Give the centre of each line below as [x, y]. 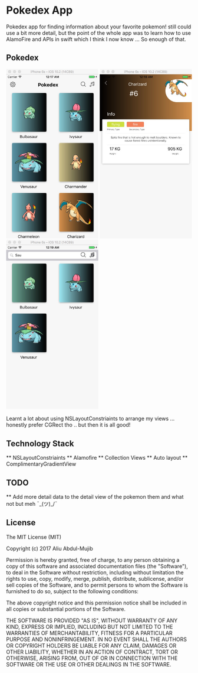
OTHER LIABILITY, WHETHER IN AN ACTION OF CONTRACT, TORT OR [92, 652]
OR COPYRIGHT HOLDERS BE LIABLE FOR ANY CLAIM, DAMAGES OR [91, 645]
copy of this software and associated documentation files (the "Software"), [97, 566]
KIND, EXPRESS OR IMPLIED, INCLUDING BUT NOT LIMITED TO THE [90, 626]
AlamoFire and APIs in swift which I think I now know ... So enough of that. [96, 39]
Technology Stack [40, 443]
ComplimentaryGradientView [41, 464]
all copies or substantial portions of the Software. [66, 609]
